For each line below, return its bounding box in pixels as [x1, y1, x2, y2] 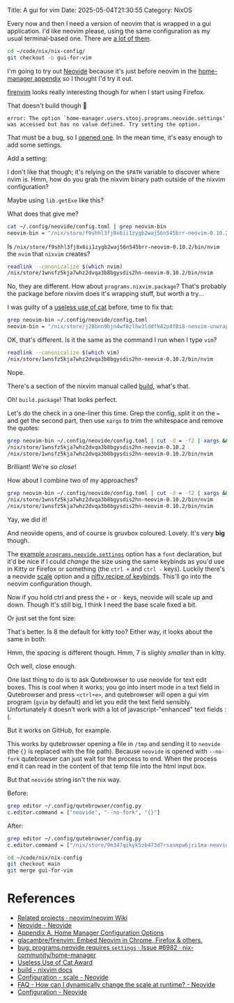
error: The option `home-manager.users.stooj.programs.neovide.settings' [7, 114, 226, 121]
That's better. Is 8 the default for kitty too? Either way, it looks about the [7, 627, 213, 636]
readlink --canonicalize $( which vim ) [7, 349, 120, 356]
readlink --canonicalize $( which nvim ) [7, 263, 123, 270]
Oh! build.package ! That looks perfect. [7, 395, 118, 403]
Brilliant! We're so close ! [7, 463, 77, 471]
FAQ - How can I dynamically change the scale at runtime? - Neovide [17, 981, 216, 989]
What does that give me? [7, 209, 79, 218]
